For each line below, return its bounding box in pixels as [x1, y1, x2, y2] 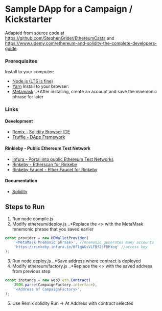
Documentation [5, 178, 38, 184]
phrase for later [12, 94, 44, 100]
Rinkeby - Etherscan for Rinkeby [12, 161, 77, 167]
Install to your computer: [5, 69, 55, 75]
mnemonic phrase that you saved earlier [12, 226, 94, 232]
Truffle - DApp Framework [12, 134, 65, 140]
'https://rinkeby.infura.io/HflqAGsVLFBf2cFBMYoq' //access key [14, 245, 148, 249]
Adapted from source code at [5, 30, 65, 36]
